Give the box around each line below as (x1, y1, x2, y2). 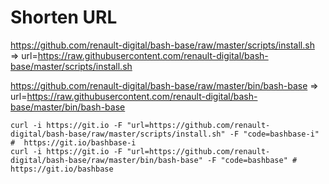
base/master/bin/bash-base (10, 101, 126, 113)
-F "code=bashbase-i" (229, 129, 320, 139)
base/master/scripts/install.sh (10, 60, 133, 72)
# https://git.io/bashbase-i (10, 137, 137, 148)
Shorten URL (10, 6, 118, 29)
